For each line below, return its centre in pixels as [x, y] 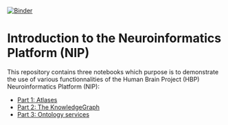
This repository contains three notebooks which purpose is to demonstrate [113, 71]
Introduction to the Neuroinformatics [114, 38]
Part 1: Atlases [37, 100]
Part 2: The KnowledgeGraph [58, 107]
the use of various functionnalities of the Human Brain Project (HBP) [103, 79]
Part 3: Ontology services [53, 114]
